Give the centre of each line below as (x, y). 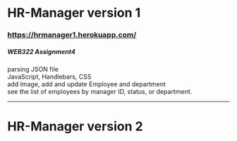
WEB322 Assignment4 (41, 51)
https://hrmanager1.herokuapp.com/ (72, 35)
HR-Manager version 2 (75, 127)
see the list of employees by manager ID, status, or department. (100, 92)
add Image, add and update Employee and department (86, 84)
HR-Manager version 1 (74, 13)
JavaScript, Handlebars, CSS (49, 77)
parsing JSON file (33, 69)
